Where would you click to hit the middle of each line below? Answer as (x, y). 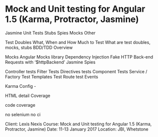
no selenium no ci (23, 114)
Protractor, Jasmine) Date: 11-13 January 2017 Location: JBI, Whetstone (77, 129)
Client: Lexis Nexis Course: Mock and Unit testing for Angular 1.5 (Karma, (79, 124)
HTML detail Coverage (28, 96)
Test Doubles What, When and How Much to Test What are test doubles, (78, 42)
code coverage (20, 105)
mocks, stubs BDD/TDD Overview (39, 47)
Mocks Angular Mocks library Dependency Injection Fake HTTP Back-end (79, 57)
